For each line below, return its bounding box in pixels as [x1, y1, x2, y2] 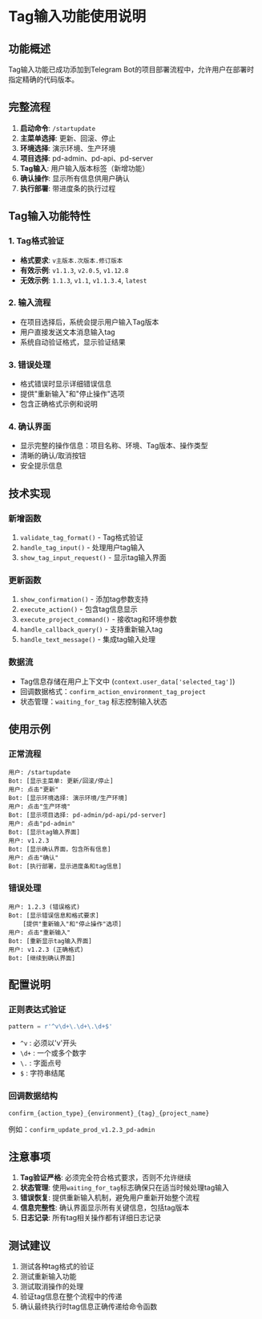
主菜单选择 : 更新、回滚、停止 [19, 133, 116, 143]
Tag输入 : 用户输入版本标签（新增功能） [19, 163, 150, 173]
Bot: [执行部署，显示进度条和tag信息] [8, 863, 123, 871]
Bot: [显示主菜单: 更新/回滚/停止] [8, 777, 114, 786]
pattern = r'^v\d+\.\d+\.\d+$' [8, 1023, 113, 1031]
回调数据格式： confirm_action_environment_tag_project [19, 686, 206, 696]
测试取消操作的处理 [19, 1282, 84, 1292]
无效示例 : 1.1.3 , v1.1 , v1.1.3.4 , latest [19, 275, 147, 285]
